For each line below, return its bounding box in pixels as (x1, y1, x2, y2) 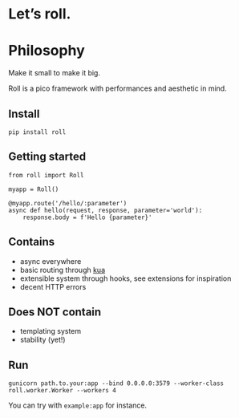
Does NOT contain (8, 305, 102, 319)
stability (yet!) (19, 335, 66, 345)
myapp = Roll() (8, 185, 59, 193)
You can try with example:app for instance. (8, 400, 147, 410)
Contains (8, 235, 55, 249)
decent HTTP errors (19, 282, 87, 291)
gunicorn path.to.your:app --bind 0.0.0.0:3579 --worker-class (8, 379, 225, 388)
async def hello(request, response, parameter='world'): (8, 206, 203, 214)
